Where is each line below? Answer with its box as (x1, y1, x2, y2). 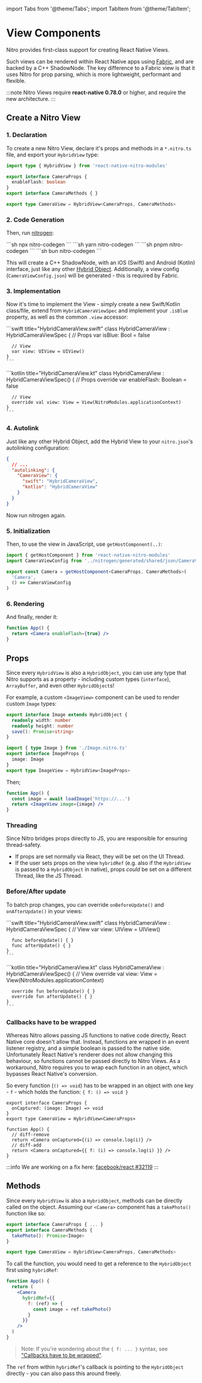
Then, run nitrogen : (6, 229, 54, 237)
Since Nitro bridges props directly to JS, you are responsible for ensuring (6, 835, 188, 842)
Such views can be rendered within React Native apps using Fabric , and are (6, 57, 194, 65)
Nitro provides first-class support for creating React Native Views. (6, 46, 170, 53)
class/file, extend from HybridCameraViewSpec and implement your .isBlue (6, 307, 188, 315)
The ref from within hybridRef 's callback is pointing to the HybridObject (6, 1363, 184, 1370)
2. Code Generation (6, 216, 64, 224)
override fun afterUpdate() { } (11, 993, 93, 1000)
